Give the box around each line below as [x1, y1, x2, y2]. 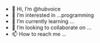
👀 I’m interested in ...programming [11, 12, 94, 19]
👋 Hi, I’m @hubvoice [11, 6, 61, 12]
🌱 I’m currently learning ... [11, 18, 75, 24]
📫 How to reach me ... [11, 31, 66, 37]
